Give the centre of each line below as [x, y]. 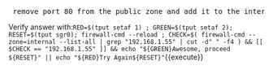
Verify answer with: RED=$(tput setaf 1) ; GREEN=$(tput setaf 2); [121, 27]
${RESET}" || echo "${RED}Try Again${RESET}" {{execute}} [106, 57]
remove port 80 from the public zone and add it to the [126, 11]
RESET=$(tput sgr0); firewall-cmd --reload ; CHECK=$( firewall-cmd [127, 35]
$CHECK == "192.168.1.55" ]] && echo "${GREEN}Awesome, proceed [119, 49]
